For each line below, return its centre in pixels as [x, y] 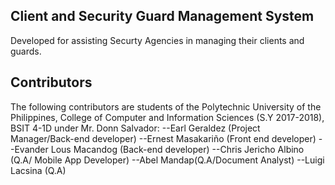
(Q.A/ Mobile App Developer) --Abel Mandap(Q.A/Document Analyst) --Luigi [167, 160]
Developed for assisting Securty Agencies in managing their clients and [157, 40]
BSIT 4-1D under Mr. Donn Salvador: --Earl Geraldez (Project [135, 128]
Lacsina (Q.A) [38, 170]
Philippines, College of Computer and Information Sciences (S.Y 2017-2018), [167, 117]
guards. [26, 51]
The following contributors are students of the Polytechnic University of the [166, 106]
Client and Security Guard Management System [162, 16]
